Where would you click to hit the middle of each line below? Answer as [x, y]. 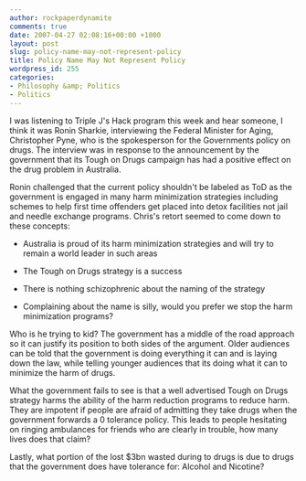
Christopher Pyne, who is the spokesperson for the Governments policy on [150, 140]
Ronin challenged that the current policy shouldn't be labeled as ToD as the [151, 187]
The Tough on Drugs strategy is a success [102, 271]
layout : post [34, 43]
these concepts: [40, 226]
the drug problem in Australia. [65, 169]
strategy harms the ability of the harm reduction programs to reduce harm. [150, 400]
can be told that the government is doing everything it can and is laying [143, 353]
